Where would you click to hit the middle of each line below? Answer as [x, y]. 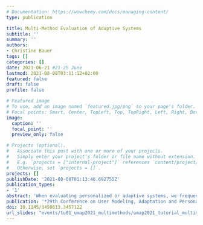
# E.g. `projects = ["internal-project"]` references [78, 162]
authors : [17, 45]
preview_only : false [37, 135]
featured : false [27, 79]
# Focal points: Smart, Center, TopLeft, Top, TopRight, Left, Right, [97, 112]
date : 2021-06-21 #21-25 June [44, 68]
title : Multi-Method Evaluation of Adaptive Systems [74, 28]
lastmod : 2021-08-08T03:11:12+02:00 [52, 73]
